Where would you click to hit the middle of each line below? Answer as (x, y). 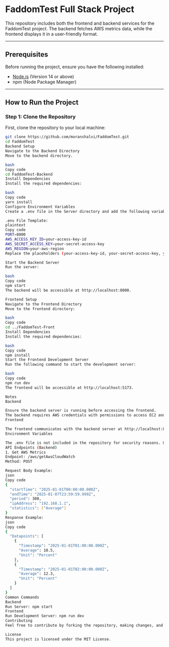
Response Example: (24, 517)
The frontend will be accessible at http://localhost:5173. (70, 388)
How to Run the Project (42, 103)
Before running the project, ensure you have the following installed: (75, 67)
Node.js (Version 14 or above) (43, 76)
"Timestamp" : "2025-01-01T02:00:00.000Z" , (64, 569)
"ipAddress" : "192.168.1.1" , (40, 504)
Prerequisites (27, 55)
